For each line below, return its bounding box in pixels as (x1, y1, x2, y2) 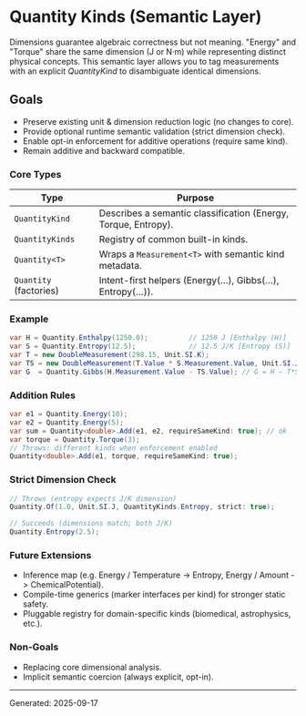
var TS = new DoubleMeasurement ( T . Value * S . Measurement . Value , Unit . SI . (9, 358, 296, 368)
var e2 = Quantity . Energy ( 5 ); (9, 417, 125, 427)
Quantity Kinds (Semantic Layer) (9, 6, 262, 27)
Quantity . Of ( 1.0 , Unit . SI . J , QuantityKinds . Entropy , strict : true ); (9, 503, 275, 512)
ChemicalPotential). (30, 579, 105, 590)
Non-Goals (9, 640, 59, 653)
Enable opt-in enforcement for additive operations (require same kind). (22, 135, 289, 147)
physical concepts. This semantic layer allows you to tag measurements (9, 56, 280, 66)
